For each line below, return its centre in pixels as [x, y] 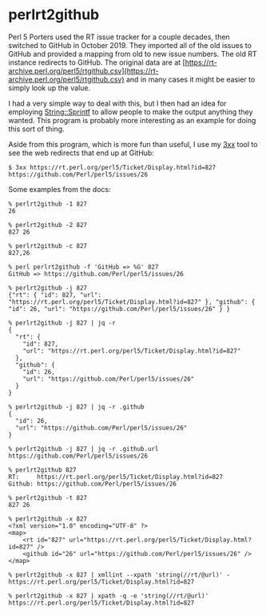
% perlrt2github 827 [43, 469]
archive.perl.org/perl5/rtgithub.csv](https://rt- [83, 70]
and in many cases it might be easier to [191, 79]
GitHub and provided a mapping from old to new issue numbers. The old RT [133, 54]
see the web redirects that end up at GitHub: [81, 153]
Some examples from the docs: [60, 189]
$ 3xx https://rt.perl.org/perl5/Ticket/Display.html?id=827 [112, 167]
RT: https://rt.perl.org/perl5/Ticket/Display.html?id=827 [116, 477]
